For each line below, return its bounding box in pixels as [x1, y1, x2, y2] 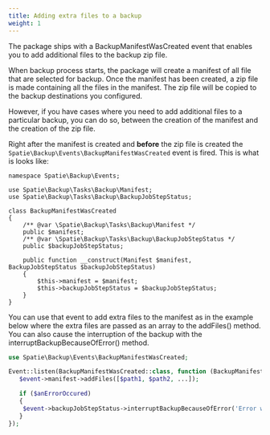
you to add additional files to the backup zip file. [8, 50, 168, 59]
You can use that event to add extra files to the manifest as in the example [8, 312, 254, 322]
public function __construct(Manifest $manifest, [22, 256, 193, 264]
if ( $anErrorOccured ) [18, 390, 92, 398]
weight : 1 [8, 19, 42, 27]
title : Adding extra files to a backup [8, 11, 142, 20]
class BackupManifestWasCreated [8, 206, 117, 215]
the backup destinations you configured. [8, 91, 143, 100]
